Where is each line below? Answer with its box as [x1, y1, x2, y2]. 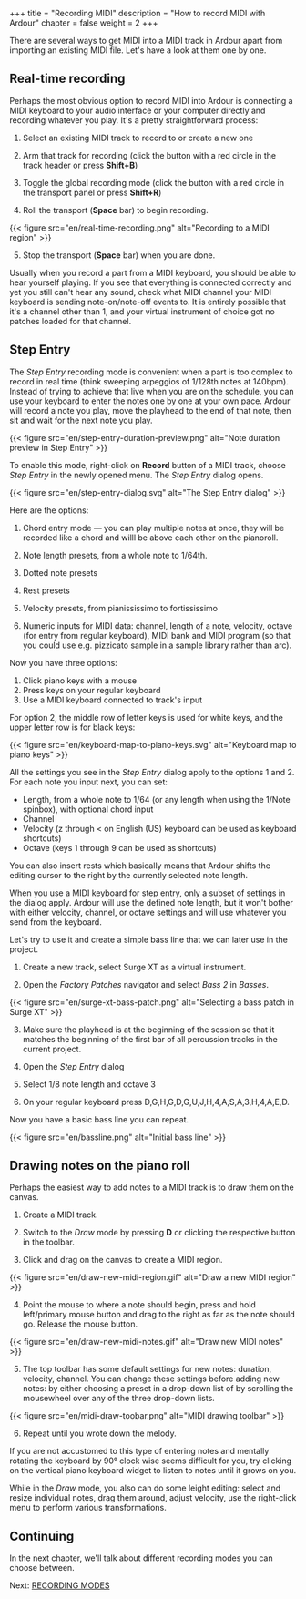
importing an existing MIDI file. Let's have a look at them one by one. [9, 45, 267, 56]
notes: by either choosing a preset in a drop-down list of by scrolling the [22, 1383, 294, 1394]
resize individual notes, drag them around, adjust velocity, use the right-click [9, 1492, 297, 1503]
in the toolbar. [22, 1236, 75, 1247]
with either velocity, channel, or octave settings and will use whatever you [9, 907, 287, 917]
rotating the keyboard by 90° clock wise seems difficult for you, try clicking [9, 1455, 292, 1466]
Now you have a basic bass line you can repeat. [9, 1113, 189, 1124]
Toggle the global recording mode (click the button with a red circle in [22, 177, 285, 188]
